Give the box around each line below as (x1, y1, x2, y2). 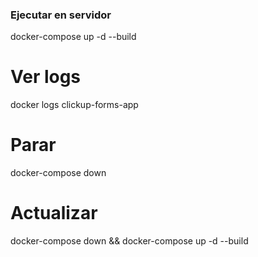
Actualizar (10, 202, 98, 225)
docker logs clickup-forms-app (10, 99, 139, 111)
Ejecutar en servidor (10, 8, 112, 22)
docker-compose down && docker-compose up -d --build (10, 235, 249, 247)
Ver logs (10, 66, 82, 88)
